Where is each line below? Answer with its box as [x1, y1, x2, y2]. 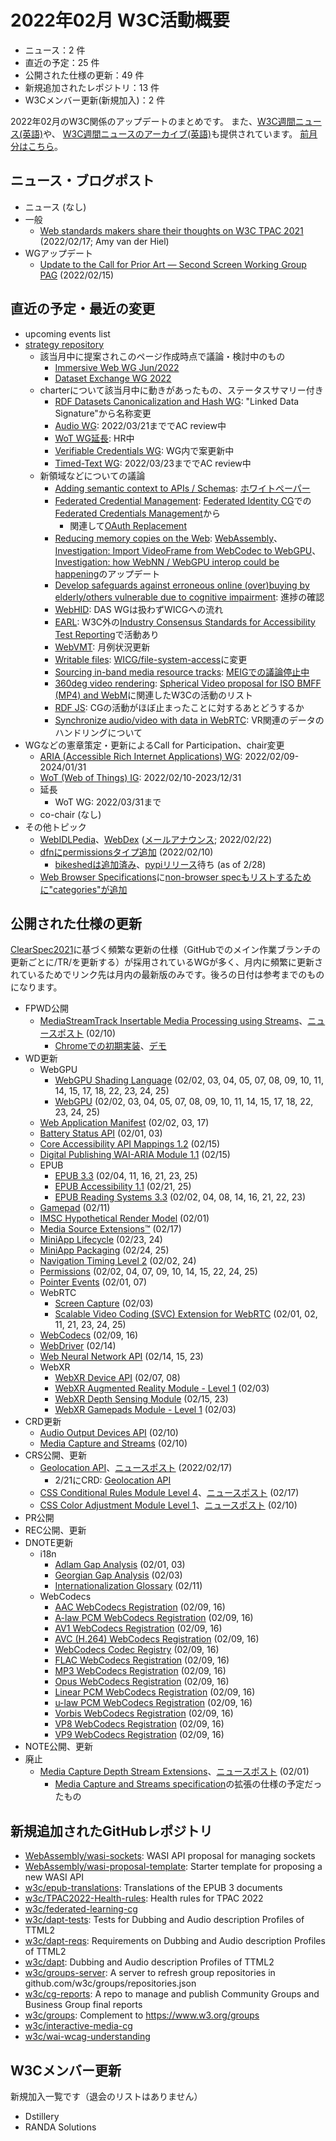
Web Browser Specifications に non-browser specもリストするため [39, 871, 312, 883]
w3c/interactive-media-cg [24, 2020, 133, 2032]
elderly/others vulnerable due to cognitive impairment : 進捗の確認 [54, 591, 325, 603]
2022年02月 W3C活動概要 [10, 9, 230, 32]
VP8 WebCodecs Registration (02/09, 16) [54, 1718, 225, 1730]
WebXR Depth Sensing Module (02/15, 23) [54, 1393, 229, 1405]
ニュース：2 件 [24, 44, 86, 56]
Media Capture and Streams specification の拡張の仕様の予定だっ [54, 1778, 323, 1790]
